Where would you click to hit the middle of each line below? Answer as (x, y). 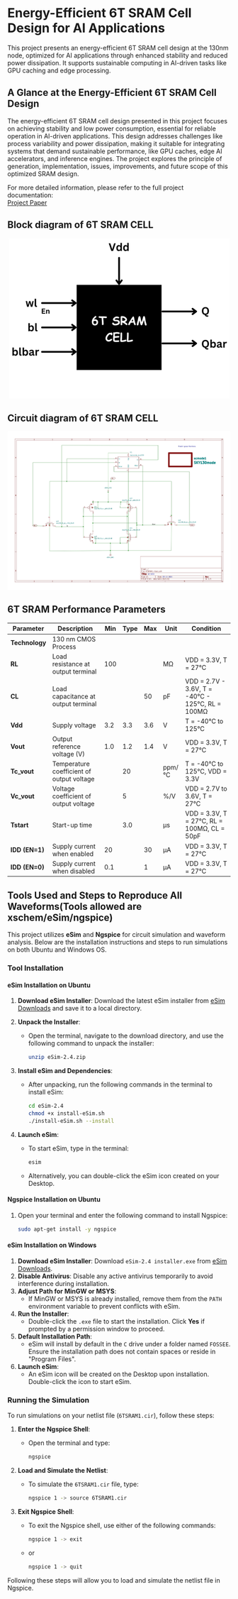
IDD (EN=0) (27, 867)
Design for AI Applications (86, 28)
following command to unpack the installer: (91, 1043)
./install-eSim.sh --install (71, 1121)
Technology (28, 643)
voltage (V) (68, 754)
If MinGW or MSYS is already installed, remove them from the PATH (125, 1298)
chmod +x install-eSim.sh (66, 1114)
